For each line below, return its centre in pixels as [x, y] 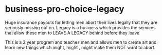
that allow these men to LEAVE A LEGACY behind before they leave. [73, 33]
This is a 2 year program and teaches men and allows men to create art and [81, 42]
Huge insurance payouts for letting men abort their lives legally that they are [81, 22]
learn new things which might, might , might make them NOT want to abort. [80, 47]
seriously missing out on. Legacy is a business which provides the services [80, 27]
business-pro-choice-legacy [65, 9]
